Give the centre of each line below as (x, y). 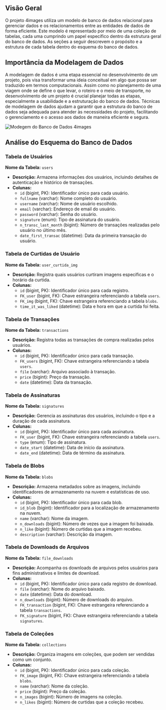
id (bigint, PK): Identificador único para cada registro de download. (88, 584)
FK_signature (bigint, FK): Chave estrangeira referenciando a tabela (89, 615)
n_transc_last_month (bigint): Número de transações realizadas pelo (90, 225)
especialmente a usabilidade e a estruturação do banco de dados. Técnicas (83, 101)
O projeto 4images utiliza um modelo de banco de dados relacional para (79, 20)
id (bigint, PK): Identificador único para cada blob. (71, 502)
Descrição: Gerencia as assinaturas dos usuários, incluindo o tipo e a (83, 416)
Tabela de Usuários (29, 156)
